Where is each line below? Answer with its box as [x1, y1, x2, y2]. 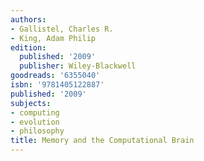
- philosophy [10, 126, 65, 136]
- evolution [10, 117, 60, 127]
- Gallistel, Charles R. [10, 24, 114, 34]
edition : [10, 42, 47, 53]
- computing [10, 107, 60, 118]
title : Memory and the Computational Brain [10, 136, 195, 146]
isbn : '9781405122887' [10, 80, 105, 90]
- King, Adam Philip [10, 33, 97, 43]
